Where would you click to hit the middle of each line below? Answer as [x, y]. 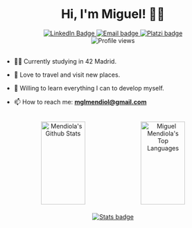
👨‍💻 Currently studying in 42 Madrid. [65, 61]
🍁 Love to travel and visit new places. [67, 75]
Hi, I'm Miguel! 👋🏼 [113, 14]
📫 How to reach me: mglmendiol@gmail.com [80, 102]
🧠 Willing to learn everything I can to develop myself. [89, 88]
